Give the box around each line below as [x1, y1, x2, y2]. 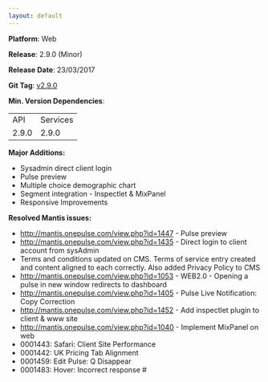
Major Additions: [8, 148, 66, 157]
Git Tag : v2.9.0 [8, 80, 58, 90]
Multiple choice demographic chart [19, 180, 136, 189]
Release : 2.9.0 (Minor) [8, 49, 83, 59]
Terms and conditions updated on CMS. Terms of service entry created [19, 254, 256, 263]
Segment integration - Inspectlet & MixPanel [19, 189, 166, 198]
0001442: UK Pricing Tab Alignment [19, 347, 139, 357]
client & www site [19, 314, 79, 323]
